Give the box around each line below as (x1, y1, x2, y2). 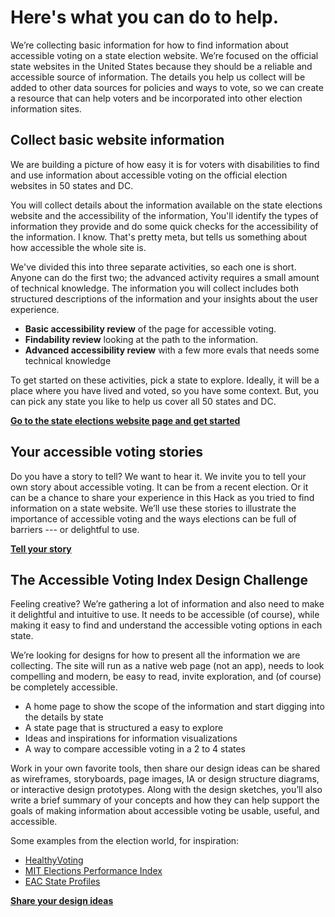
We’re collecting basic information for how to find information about (10, 39, 289, 51)
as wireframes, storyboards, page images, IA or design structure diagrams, (10, 773, 320, 785)
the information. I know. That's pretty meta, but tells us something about (10, 231, 308, 243)
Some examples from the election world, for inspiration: (10, 835, 240, 847)
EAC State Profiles (24, 876, 101, 888)
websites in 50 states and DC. (10, 179, 134, 191)
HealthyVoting (24, 854, 84, 866)
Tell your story (10, 542, 72, 555)
